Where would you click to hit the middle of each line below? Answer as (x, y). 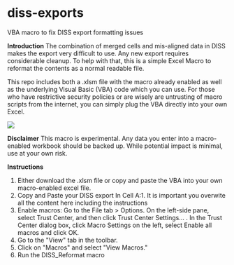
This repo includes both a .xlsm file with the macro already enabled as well (115, 81)
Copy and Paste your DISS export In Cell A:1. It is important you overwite (121, 195)
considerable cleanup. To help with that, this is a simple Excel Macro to (109, 60)
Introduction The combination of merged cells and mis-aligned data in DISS (116, 46)
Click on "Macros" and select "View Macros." (82, 247)
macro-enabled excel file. (54, 188)
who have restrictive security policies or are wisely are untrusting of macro (115, 97)
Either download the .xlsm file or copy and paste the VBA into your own (120, 180)
